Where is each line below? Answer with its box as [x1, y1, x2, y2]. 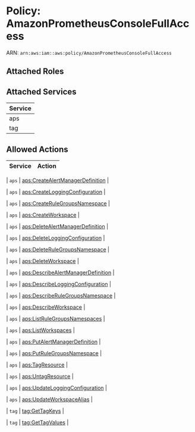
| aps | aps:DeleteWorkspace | [6, 257, 79, 264]
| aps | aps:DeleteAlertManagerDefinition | [6, 223, 109, 230]
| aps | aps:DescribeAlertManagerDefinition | [6, 269, 115, 276]
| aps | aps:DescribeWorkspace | [6, 303, 86, 311]
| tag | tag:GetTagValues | [6, 418, 69, 426]
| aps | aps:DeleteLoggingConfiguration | [6, 234, 105, 242]
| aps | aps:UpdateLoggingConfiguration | [6, 384, 107, 391]
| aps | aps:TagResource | [6, 361, 68, 368]
